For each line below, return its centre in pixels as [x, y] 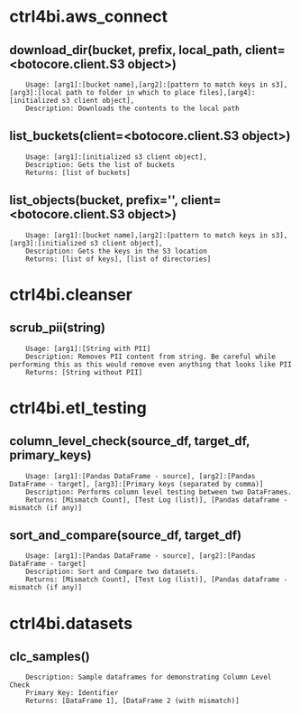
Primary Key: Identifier [72, 693]
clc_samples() [50, 657]
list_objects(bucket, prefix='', [94, 200]
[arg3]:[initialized [48, 243]
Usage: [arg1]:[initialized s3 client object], [116, 157]
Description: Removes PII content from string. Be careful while [151, 357]
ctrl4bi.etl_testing [78, 408]
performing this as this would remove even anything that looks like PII [151, 364]
